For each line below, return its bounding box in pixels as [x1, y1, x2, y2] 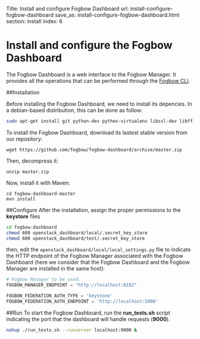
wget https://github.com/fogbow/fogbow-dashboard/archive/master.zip [6, 147, 183, 153]
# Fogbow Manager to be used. [6, 276, 82, 282]
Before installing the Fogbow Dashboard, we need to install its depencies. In [6, 100, 192, 107]
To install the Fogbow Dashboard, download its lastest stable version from [6, 129, 187, 136]
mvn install [6, 196, 36, 202]
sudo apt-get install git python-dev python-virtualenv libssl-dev [6, 118, 177, 124]
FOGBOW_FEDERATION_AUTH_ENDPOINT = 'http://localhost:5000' [6, 298, 159, 304]
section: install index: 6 [6, 18, 62, 24]
